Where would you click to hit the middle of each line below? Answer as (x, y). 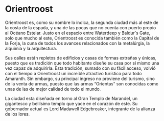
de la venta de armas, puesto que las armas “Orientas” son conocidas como (82, 83)
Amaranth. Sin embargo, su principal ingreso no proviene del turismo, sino (80, 79)
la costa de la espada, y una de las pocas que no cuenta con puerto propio (81, 27)
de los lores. (18, 114)
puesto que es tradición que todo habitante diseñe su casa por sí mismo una (82, 63)
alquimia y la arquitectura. (31, 48)
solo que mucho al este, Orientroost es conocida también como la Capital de (82, 38)
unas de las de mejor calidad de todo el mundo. (53, 89)
